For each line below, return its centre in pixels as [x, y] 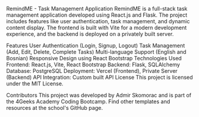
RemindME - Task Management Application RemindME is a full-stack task [97, 9]
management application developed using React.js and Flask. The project [97, 15]
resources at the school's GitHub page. [55, 108]
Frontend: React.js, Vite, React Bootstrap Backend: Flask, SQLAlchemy [93, 64]
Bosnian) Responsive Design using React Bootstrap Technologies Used [94, 58]
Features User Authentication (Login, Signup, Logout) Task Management [96, 45]
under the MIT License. [35, 84]
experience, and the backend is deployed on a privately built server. [90, 34]
